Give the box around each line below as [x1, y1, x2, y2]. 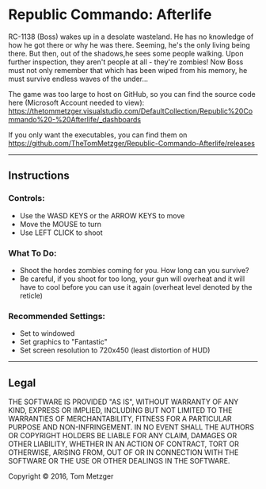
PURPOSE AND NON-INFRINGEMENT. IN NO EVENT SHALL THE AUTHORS [8, 422, 255, 432]
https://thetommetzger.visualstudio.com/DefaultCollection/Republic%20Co [8, 106, 253, 116]
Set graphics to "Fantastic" [19, 337, 108, 347]
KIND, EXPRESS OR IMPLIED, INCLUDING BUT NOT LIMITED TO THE [8, 406, 233, 415]
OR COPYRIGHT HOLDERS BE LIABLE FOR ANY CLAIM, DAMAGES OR [8, 431, 237, 441]
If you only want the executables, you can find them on [8, 129, 188, 140]
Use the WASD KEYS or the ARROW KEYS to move [19, 210, 185, 220]
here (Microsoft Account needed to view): [8, 98, 145, 107]
